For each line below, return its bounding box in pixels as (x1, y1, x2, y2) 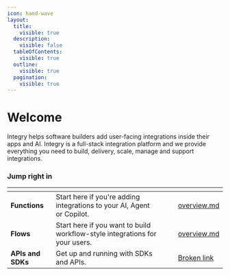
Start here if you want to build (55, 220, 151, 230)
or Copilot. (55, 209, 90, 219)
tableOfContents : (13, 49, 63, 56)
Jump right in (7, 172, 53, 181)
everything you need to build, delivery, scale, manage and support (7, 147, 194, 155)
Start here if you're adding (55, 192, 140, 202)
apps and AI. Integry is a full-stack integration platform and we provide (7, 140, 207, 148)
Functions (10, 200, 44, 210)
